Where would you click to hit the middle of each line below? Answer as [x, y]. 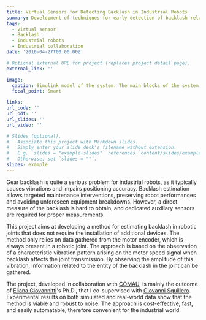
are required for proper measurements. [56, 215]
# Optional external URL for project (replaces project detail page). [98, 63]
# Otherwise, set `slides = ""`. [52, 159]
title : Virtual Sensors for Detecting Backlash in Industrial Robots [97, 12]
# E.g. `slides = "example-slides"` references [71, 153]
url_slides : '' [26, 119]
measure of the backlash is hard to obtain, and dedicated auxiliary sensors [101, 208]
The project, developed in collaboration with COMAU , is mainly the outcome [102, 284]
